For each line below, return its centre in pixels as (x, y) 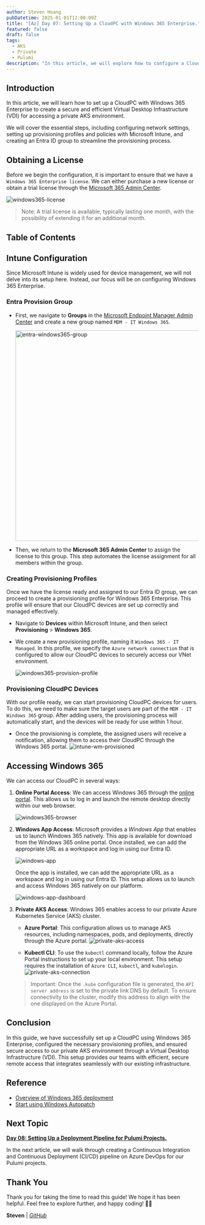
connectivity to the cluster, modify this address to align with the (110, 997)
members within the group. (49, 563)
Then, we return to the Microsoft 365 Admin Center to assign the (98, 550)
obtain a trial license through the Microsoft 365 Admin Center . (84, 188)
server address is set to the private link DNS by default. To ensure (113, 991)
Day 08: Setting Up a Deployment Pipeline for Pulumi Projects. (87, 1138)
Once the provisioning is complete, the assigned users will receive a (101, 734)
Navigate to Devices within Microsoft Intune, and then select (91, 623)
